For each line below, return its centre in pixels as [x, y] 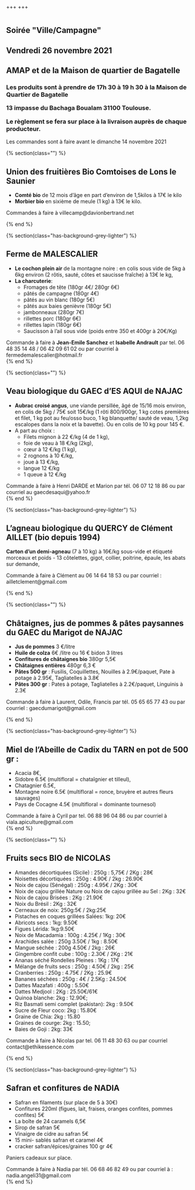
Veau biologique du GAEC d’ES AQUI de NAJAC [95, 391]
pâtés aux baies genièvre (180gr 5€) [67, 306]
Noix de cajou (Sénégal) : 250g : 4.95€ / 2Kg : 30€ [76, 885]
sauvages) [27, 798]
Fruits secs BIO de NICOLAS [58, 858]
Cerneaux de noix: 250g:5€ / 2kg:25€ [60, 910]
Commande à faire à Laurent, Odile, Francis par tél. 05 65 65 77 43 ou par [96, 702]
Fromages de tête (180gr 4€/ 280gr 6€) [71, 287]
